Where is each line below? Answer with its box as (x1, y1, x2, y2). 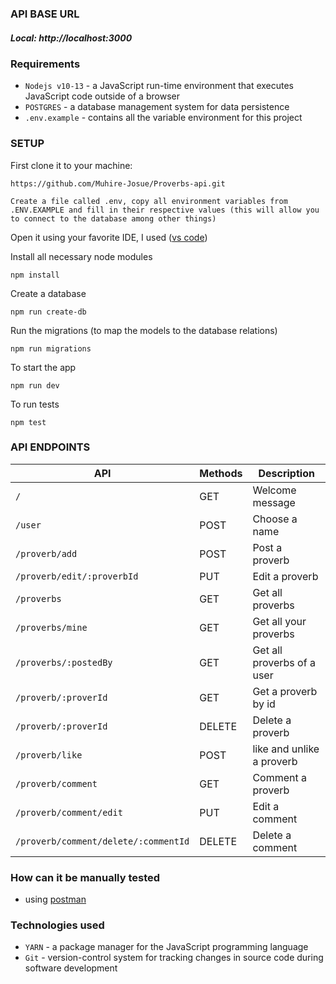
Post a (252, 540, 283, 554)
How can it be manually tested (10, 870, 161, 884)
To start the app (10, 361, 77, 373)
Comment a (252, 770, 308, 784)
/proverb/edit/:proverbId (15, 570, 139, 582)
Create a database (10, 287, 87, 299)
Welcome (252, 483, 297, 497)
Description (258, 466, 315, 480)
